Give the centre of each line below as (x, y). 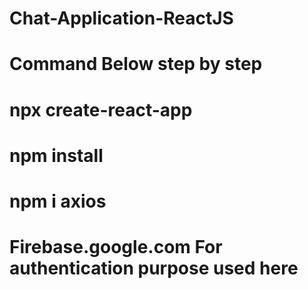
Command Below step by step (136, 64)
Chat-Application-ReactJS (121, 18)
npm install (56, 155)
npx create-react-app (101, 109)
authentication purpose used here (154, 268)
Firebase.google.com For (116, 247)
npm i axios (58, 201)
